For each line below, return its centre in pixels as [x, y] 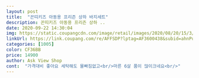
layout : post [22, 11]
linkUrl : [17, 39]
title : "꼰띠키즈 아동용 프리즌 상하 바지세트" [57, 17]
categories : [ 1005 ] [30, 45]
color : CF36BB [24, 50]
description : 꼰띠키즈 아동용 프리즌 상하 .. [56, 22]
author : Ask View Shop [34, 60]
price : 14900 [22, 55]
